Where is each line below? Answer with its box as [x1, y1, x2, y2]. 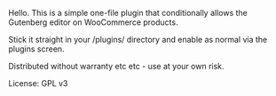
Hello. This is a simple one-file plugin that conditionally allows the [8, 8, 248, 18]
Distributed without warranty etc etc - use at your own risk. [8, 61, 225, 71]
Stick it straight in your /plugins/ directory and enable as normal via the [8, 35, 268, 44]
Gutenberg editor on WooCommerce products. [8, 17, 178, 28]
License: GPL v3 [8, 78, 68, 88]
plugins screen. [8, 44, 65, 54]
